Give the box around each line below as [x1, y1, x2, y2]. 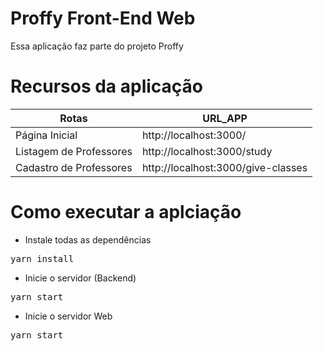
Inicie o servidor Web [24, 310, 113, 322]
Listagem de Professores [15, 144, 133, 158]
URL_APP [202, 111, 248, 125]
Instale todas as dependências [24, 233, 152, 246]
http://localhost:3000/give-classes [141, 160, 308, 174]
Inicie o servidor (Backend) [24, 272, 137, 284]
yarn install [10, 253, 75, 264]
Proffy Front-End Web [10, 7, 196, 30]
